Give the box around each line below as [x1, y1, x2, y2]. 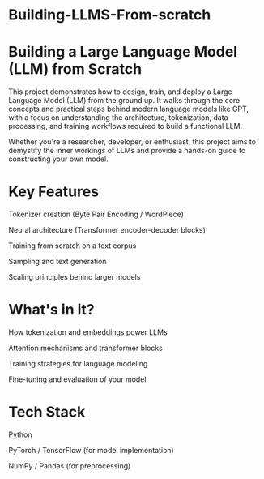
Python [8, 430, 32, 439]
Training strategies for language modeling [8, 359, 148, 368]
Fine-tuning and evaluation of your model [8, 374, 147, 384]
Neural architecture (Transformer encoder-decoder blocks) [8, 225, 207, 235]
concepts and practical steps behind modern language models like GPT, [8, 104, 249, 114]
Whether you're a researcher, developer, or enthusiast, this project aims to [8, 137, 257, 147]
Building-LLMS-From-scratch [8, 6, 211, 24]
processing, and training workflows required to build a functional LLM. [8, 122, 243, 131]
